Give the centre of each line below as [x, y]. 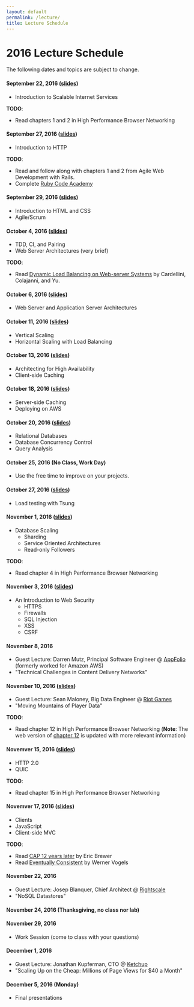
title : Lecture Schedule [37, 23]
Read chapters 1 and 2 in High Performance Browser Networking [95, 120]
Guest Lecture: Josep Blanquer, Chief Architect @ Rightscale [90, 889]
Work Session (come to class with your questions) [77, 937]
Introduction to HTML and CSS [53, 210]
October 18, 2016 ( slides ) [38, 389]
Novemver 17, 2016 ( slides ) [41, 806]
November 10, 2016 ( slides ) [41, 686]
